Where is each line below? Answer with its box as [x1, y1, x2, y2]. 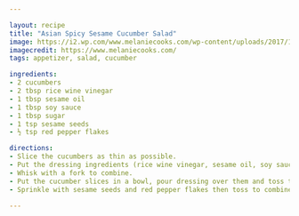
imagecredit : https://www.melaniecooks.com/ [9, 45, 177, 54]
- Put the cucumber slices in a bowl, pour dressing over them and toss [9, 177, 285, 186]
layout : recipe [9, 20, 66, 29]
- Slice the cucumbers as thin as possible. [9, 152, 177, 161]
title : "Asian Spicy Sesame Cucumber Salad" [9, 28, 177, 38]
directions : [9, 144, 53, 153]
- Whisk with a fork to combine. [9, 168, 133, 178]
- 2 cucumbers [9, 78, 62, 87]
